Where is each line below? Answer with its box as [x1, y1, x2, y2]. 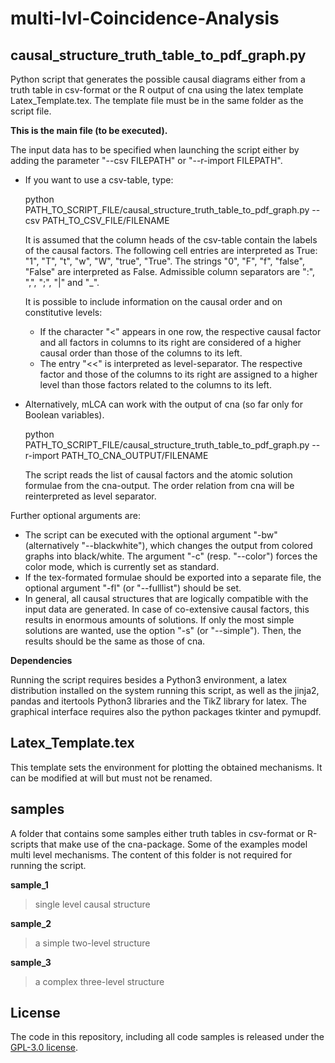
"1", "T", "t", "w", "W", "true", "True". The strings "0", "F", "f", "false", [24, 255, 305, 267]
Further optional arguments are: [10, 510, 141, 521]
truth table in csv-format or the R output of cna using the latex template [10, 84, 304, 96]
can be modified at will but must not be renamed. [10, 772, 213, 784]
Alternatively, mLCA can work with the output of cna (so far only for [24, 398, 303, 410]
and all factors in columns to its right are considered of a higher [39, 337, 302, 348]
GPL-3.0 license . [10, 1042, 78, 1054]
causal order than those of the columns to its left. [39, 347, 243, 359]
